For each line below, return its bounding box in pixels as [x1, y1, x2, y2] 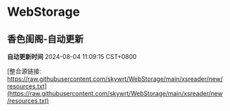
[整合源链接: [7, 67, 42, 75]
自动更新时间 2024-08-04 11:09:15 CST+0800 [7, 53, 137, 60]
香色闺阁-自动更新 [7, 33, 84, 45]
